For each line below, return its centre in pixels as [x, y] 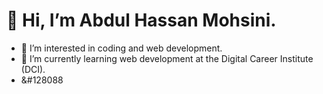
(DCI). [33, 69]
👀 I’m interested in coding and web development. [121, 48]
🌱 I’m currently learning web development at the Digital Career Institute [167, 58]
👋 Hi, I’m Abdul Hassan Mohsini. [141, 20]
